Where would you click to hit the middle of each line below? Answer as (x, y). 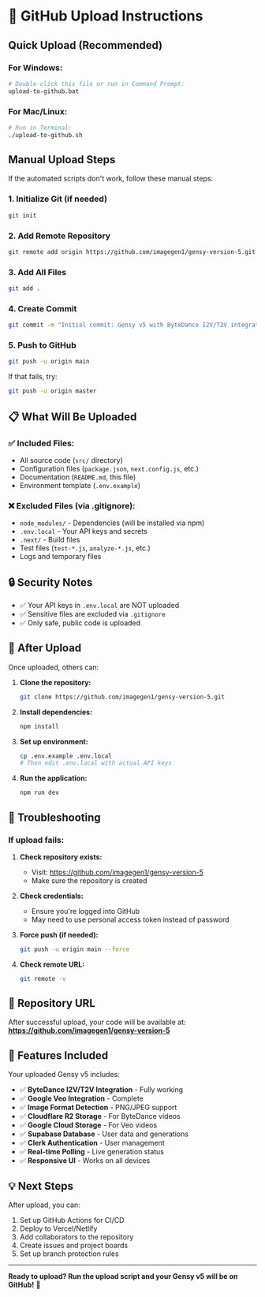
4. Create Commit (43, 308)
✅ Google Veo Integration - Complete (82, 1098)
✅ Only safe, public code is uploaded (80, 623)
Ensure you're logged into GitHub (86, 911)
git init (22, 215)
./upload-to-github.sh (45, 135)
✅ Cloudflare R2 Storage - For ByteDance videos (100, 1116)
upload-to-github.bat (44, 91)
